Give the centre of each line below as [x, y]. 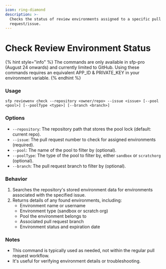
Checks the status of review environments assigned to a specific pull [85, 19]
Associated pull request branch [52, 222]
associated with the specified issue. [49, 195]
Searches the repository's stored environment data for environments [83, 190]
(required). [23, 144]
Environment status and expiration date [60, 227]
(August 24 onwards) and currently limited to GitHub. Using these [72, 67]
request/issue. [25, 24]
